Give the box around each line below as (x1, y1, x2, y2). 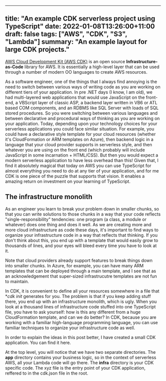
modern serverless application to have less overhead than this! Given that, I (5, 157, 159, 163)
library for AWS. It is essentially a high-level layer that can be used (24, 64, 160, 70)
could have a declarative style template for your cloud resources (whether (5, 131, 156, 137)
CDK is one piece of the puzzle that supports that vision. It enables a (5, 173, 145, 179)
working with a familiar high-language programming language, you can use (5, 319, 158, 325)
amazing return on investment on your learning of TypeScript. (5, 178, 131, 184)
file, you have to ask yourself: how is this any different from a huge (5, 309, 141, 315)
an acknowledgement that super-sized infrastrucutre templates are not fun (5, 273, 157, 279)
